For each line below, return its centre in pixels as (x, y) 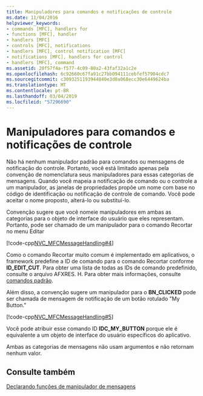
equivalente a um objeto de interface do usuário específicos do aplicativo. (99, 335)
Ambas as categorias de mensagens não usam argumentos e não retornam (100, 346)
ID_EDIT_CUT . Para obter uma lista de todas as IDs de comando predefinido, (102, 268)
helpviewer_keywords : (34, 23)
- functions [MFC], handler (42, 35)
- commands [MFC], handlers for (47, 29)
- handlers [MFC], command (40, 62)
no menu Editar (25, 231)
